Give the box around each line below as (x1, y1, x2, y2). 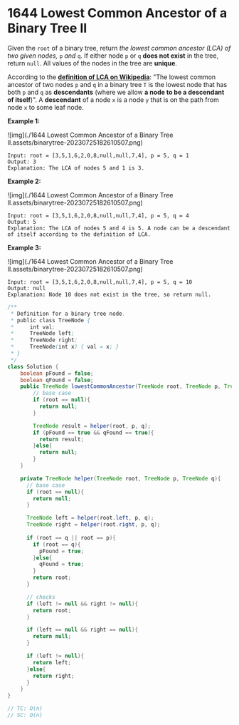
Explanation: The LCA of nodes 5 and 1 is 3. (7, 164, 144, 172)
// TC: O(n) (7, 705, 43, 712)
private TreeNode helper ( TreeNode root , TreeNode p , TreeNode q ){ (20, 475, 221, 482)
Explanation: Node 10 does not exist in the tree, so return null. (7, 291, 212, 298)
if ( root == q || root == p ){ (26, 534, 116, 541)
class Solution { (7, 363, 59, 370)
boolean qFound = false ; (20, 376, 94, 384)
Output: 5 (7, 218, 37, 225)
